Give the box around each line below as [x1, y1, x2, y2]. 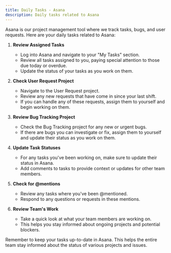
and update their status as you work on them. [20, 134, 116, 141]
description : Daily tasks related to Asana [5, 12, 100, 17]
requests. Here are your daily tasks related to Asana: [5, 32, 116, 38]
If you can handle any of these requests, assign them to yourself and [20, 98, 165, 105]
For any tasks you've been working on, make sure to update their [20, 154, 157, 160]
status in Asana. [20, 159, 55, 166]
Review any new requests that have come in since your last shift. [20, 93, 157, 99]
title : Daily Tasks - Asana [5, 7, 65, 13]
